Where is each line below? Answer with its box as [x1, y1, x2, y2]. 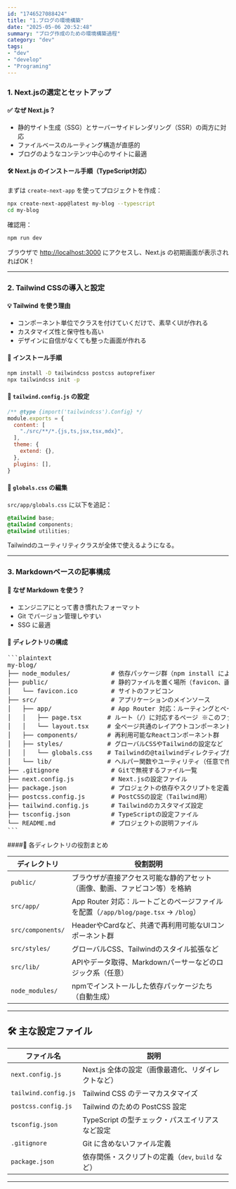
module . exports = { [7, 415, 65, 422]
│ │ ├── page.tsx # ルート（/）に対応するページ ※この [7, 713, 221, 721]
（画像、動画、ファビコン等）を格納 [71, 883, 192, 893]
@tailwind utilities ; [7, 528, 71, 535]
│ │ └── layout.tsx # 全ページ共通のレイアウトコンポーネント [7, 722, 232, 730]
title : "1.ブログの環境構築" [7, 17, 84, 24]
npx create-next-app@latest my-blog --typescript [7, 200, 156, 207]
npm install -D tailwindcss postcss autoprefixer [7, 369, 156, 377]
